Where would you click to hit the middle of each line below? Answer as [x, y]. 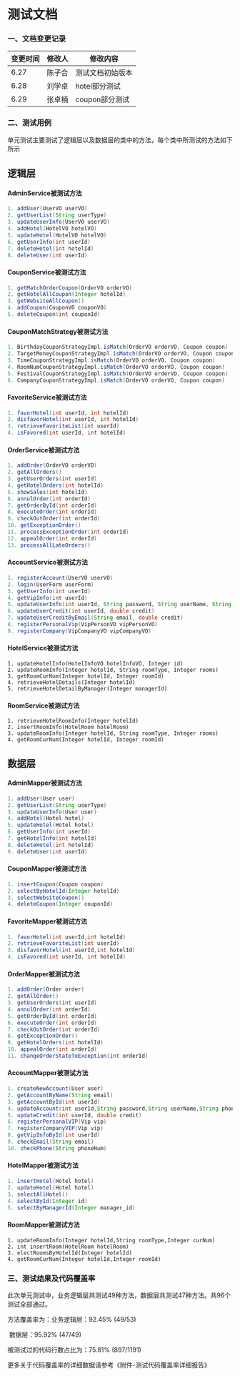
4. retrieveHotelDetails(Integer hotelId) [71, 682]
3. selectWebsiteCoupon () [46, 898]
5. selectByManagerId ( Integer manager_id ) [71, 1208]
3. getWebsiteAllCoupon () [46, 301]
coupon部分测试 [102, 99]
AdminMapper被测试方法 [45, 783]
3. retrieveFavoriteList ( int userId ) [64, 426]
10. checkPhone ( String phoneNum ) [57, 1148]
